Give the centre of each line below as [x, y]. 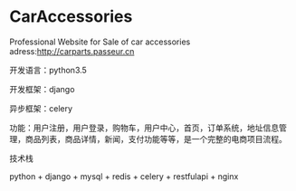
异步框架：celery [41, 108]
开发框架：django [42, 89]
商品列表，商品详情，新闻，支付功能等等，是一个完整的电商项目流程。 [156, 138]
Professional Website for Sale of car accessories [100, 42]
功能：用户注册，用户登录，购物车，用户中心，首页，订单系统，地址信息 [144, 128]
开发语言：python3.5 [48, 70]
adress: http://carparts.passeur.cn [72, 51]
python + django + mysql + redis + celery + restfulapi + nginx [124, 176]
